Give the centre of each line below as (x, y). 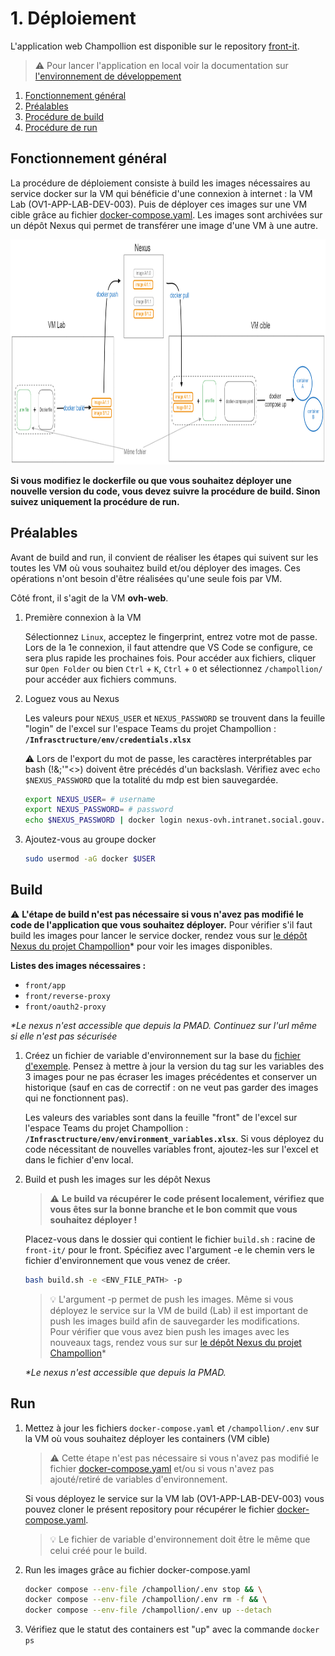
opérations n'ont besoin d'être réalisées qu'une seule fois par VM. (146, 578)
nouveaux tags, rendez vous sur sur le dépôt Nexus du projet (175, 1342)
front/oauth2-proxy (65, 1007)
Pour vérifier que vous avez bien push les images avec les (169, 1331)
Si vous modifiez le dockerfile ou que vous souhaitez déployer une (151, 480)
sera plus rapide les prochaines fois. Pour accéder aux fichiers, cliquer (170, 658)
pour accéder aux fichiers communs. (100, 679)
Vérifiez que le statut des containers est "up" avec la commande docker (172, 1629)
